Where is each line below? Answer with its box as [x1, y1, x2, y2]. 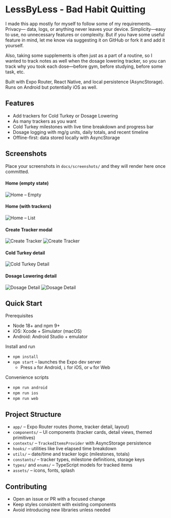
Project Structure [5, 410, 61, 419]
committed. [5, 168, 30, 175]
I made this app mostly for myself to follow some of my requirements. [5, 21, 152, 27]
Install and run [5, 343, 36, 350]
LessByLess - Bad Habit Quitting [5, 4, 146, 15]
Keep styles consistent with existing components [12, 502, 116, 508]
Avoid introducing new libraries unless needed [12, 507, 111, 513]
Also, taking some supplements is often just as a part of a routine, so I [5, 52, 153, 59]
